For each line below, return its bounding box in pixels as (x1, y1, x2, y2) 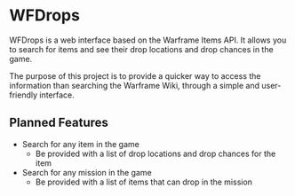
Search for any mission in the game (21, 167, 153, 177)
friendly (9, 90, 38, 100)
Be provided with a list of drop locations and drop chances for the (35, 148, 276, 159)
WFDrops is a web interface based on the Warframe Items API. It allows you (9, 35, 287, 45)
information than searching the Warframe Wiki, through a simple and (9, 80, 260, 90)
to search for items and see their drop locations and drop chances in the (9, 43, 274, 54)
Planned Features (9, 115, 109, 130)
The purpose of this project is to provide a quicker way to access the (9, 70, 261, 81)
